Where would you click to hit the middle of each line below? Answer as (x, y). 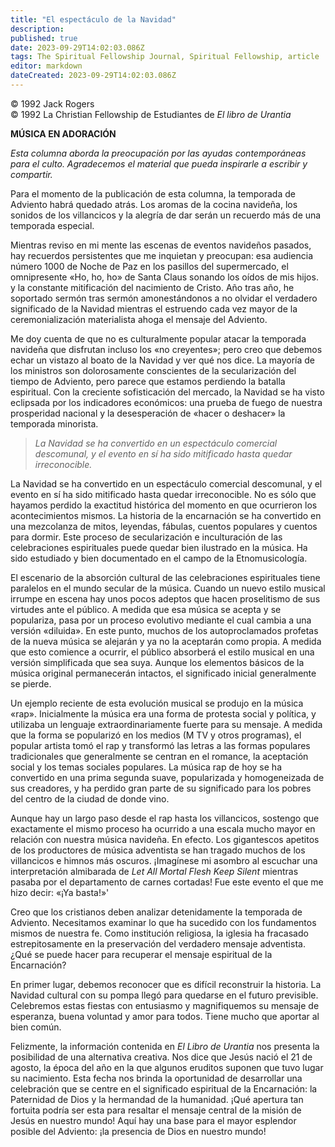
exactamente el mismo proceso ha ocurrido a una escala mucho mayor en (163, 828)
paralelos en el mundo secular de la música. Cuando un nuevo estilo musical (168, 588)
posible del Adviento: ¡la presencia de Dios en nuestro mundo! (138, 1131)
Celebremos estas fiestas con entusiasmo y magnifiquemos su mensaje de (165, 1005)
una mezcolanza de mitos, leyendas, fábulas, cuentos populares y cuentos (164, 526)
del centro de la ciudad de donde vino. (90, 798)
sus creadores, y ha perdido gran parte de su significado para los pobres (161, 788)
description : (37, 29)
